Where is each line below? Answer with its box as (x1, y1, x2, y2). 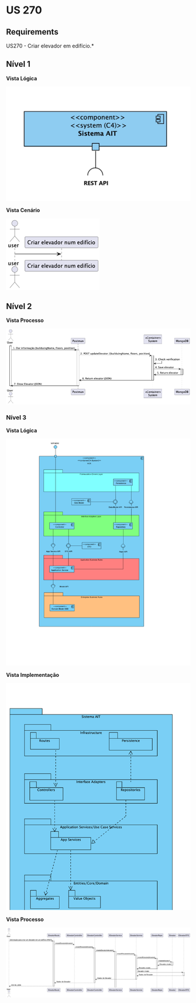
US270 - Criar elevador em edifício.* (6, 42, 95, 49)
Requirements (6, 27, 59, 37)
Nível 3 (6, 413, 27, 422)
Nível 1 (6, 59, 31, 69)
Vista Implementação (6, 671, 60, 678)
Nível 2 (6, 301, 32, 311)
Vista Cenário (6, 207, 40, 214)
